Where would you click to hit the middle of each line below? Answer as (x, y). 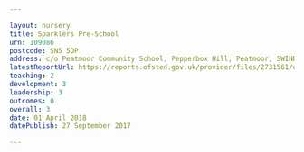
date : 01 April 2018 (48, 118)
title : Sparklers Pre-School (64, 34)
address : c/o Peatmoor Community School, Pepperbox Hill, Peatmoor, (141, 59)
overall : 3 (30, 109)
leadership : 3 (36, 92)
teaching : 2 (32, 76)
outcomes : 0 (32, 101)
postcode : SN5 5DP (44, 50)
